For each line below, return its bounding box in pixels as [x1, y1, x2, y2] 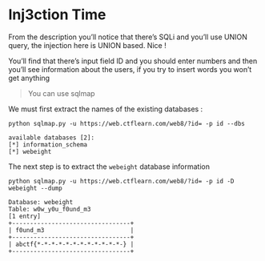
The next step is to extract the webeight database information [8, 162, 211, 171]
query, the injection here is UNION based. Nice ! [8, 40, 167, 50]
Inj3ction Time [8, 6, 106, 24]
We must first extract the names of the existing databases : [8, 104, 203, 114]
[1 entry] [8, 212, 42, 220]
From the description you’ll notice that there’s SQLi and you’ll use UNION [8, 32, 248, 42]
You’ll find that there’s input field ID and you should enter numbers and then [8, 56, 258, 66]
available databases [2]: [8, 134, 94, 142]
